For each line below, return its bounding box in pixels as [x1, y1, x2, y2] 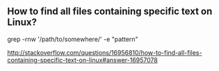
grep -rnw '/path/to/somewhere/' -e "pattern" [7, 35, 138, 43]
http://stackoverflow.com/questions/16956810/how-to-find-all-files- [7, 48, 202, 56]
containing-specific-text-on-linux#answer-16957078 [7, 56, 159, 64]
